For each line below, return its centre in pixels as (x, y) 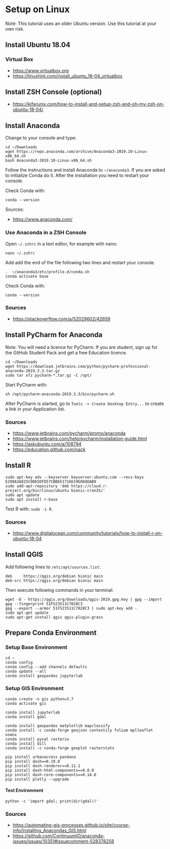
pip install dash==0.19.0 (32, 761)
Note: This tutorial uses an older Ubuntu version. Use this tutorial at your (81, 23)
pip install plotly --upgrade (37, 779)
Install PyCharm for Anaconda (54, 335)
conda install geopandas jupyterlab (44, 676)
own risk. (15, 29)
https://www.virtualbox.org (41, 70)
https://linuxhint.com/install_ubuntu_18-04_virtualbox (67, 76)
